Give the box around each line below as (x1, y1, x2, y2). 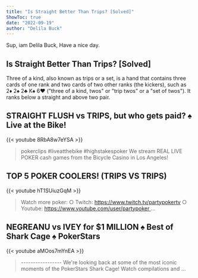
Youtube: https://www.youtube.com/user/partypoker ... (20, 205, 156, 212)
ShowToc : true (6, 14, 42, 20)
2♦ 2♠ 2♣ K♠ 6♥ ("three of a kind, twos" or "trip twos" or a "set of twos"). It (6, 88, 191, 95)
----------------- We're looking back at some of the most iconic (20, 258, 177, 265)
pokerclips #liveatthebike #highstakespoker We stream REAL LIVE (20, 147, 183, 155)
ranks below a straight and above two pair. (6, 93, 111, 101)
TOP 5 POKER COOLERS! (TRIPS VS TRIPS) (6, 171, 168, 182)
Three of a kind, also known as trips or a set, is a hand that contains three (6, 75, 186, 82)
